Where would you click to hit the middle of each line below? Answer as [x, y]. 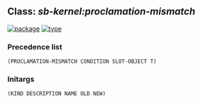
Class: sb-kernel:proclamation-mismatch [101, 12]
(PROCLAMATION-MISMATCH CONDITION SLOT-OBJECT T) [82, 62]
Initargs [21, 79]
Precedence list [35, 47]
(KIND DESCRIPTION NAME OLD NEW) [57, 94]
